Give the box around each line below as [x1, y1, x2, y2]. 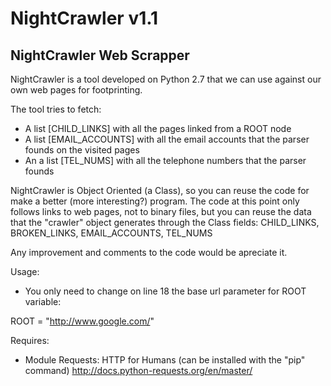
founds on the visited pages [24, 144, 140, 156]
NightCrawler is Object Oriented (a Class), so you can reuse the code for [10, 185, 310, 196]
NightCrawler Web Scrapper [10, 47, 190, 64]
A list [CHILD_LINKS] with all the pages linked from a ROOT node [24, 123, 292, 134]
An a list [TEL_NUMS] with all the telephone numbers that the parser [24, 155, 307, 166]
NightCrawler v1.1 [10, 7, 159, 30]
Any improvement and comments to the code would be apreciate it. [10, 247, 288, 258]
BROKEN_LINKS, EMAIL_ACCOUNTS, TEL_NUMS [10, 227, 213, 239]
